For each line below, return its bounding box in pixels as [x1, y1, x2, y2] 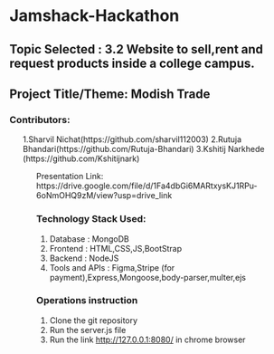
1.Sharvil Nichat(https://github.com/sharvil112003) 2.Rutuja [22, 134, 242, 145]
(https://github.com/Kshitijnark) [22, 153, 140, 164]
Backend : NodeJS [49, 253, 119, 263]
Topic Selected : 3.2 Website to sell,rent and [9, 42, 264, 57]
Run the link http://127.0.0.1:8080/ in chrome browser [49, 334, 246, 345]
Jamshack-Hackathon [9, 5, 180, 26]
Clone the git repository [49, 314, 138, 326]
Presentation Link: [35, 171, 104, 182]
